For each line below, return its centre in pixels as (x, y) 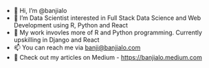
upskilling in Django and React (56, 40)
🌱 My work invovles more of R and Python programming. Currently (108, 32)
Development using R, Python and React (71, 25)
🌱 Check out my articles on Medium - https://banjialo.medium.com (108, 57)
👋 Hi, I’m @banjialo (40, 11)
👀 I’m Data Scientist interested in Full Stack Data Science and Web (107, 18)
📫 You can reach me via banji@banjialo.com (77, 47)
